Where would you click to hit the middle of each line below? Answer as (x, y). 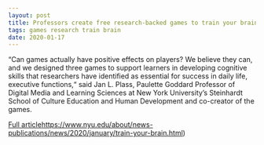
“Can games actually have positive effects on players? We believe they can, (130, 60)
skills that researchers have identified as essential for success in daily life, (128, 76)
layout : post (29, 15)
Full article (25, 125)
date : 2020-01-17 (37, 37)
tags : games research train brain (65, 30)
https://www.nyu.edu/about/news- (97, 125)
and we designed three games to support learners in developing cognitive (128, 68)
